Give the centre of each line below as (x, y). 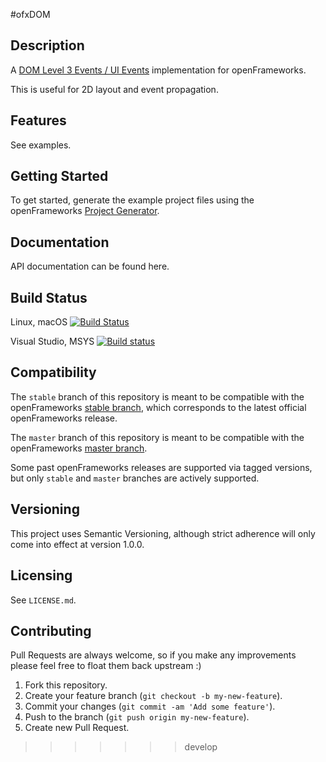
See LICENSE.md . (43, 600)
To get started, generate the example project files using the (132, 200)
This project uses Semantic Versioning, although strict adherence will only (163, 533)
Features (38, 120)
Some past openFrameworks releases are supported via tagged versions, (161, 467)
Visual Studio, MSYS (52, 341)
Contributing (51, 630)
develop (201, 747)
